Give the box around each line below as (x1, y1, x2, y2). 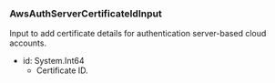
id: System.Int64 (22, 56, 85, 67)
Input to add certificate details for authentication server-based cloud (9, 28, 267, 39)
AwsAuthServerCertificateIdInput (9, 7, 162, 20)
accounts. (9, 37, 47, 48)
